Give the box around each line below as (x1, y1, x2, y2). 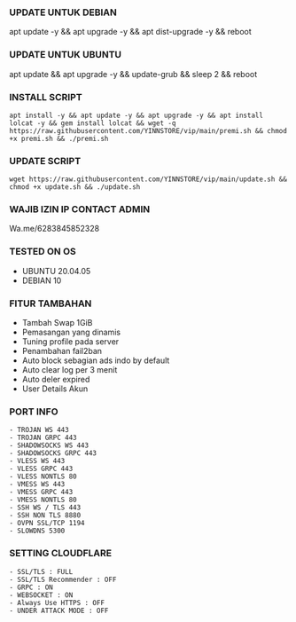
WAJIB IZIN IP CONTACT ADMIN (9, 203, 151, 216)
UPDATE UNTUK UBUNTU (9, 49, 122, 61)
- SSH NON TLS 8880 (9, 511, 82, 520)
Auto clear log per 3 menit (21, 365, 118, 375)
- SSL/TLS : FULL (9, 567, 74, 576)
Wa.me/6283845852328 (9, 224, 100, 234)
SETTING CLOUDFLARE (9, 547, 113, 560)
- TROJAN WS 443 (9, 426, 69, 435)
